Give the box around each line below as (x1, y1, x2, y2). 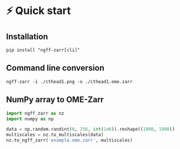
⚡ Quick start (6, 4, 71, 18)
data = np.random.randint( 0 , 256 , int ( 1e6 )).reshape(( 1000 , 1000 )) (6, 127, 175, 133)
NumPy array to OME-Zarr (6, 95, 104, 105)
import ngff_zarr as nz (6, 110, 65, 116)
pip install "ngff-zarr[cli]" (6, 47, 81, 53)
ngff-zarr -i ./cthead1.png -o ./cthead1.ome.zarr (6, 78, 133, 85)
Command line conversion (6, 63, 105, 73)
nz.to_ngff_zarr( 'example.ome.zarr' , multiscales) (6, 137, 133, 144)
